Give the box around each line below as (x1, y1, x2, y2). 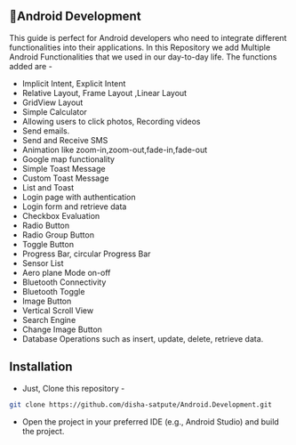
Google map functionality (21, 153, 116, 165)
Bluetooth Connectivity (21, 277, 107, 287)
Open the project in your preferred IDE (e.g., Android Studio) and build (21, 416, 280, 427)
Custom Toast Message (21, 173, 109, 183)
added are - (9, 61, 53, 71)
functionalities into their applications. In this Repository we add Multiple (9, 42, 271, 53)
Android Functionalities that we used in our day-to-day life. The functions (9, 51, 277, 62)
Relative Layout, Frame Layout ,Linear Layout (21, 87, 188, 98)
